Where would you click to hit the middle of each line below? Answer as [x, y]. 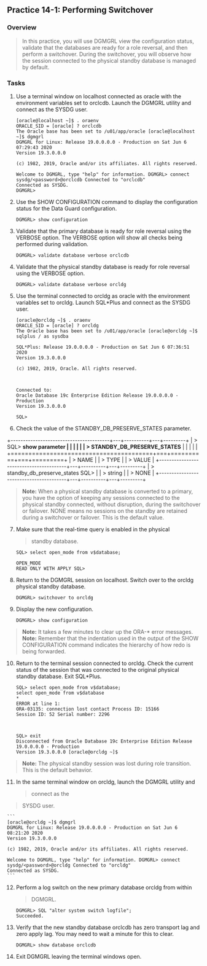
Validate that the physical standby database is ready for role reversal [103, 267]
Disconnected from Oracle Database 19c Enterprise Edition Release [104, 741]
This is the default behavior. [57, 769]
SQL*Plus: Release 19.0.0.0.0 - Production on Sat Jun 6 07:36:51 [103, 347]
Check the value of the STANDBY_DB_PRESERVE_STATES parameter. [103, 428]
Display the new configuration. [55, 609]
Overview [22, 28]
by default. [36, 67]
